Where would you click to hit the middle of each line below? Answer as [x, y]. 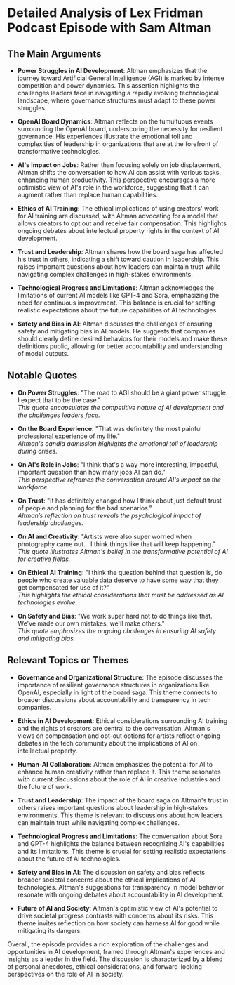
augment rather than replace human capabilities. [87, 195]
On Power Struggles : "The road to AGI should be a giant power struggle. [122, 392]
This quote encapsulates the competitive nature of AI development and [121, 407]
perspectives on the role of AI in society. [66, 974]
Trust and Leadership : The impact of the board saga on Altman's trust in [123, 800]
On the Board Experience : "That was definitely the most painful [109, 428]
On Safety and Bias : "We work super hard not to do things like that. [115, 616]
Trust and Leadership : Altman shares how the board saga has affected [120, 252]
